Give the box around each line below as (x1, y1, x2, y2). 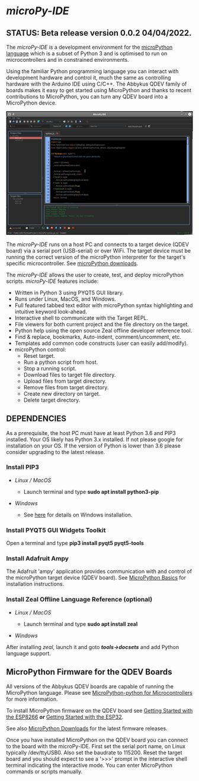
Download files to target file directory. (23, 371, 116, 378)
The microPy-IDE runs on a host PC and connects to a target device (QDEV (6, 241, 190, 248)
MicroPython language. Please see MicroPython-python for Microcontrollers (6, 689, 192, 696)
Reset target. (23, 352, 55, 359)
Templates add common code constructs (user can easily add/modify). (14, 339, 188, 347)
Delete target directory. (23, 396, 81, 404)
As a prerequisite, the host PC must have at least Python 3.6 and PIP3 (6, 429, 176, 436)
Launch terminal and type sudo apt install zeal (23, 620, 138, 628)
